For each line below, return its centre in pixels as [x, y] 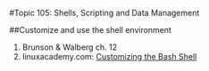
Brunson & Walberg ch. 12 [70, 47]
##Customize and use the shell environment [91, 30]
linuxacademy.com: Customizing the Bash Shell [109, 56]
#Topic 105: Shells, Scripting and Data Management [104, 13]
